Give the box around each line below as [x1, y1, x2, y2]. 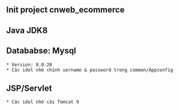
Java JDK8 [6, 25, 48, 35]
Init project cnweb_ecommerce [6, 5, 125, 15]
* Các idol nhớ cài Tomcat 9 [6, 99, 79, 105]
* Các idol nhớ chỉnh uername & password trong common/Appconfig [6, 67, 173, 73]
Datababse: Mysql [6, 46, 76, 56]
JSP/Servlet [6, 83, 52, 93]
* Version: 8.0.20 [6, 61, 52, 68]
